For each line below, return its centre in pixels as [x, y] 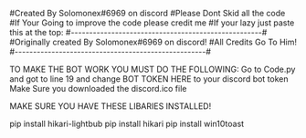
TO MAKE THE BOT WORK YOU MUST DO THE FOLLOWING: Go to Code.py [153, 69]
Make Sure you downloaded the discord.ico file [98, 89]
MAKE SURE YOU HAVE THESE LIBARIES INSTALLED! [111, 106]
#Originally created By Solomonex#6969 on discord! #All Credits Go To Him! [153, 42]
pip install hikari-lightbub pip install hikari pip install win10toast [127, 123]
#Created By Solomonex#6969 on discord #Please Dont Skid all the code [148, 13]
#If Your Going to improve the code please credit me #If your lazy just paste [152, 23]
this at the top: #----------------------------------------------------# [138, 32]
